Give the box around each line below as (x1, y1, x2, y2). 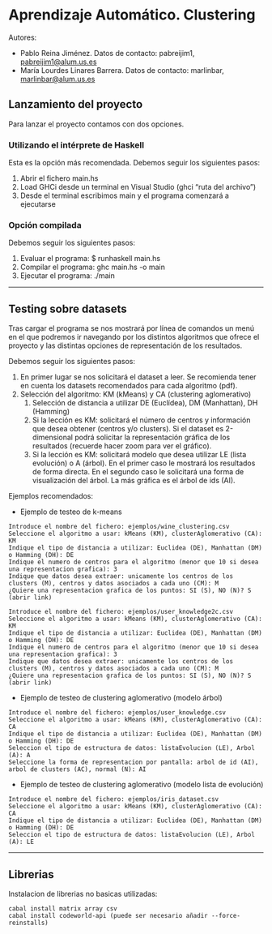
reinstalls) (8, 919, 49, 927)
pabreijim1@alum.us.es (19, 57, 97, 66)
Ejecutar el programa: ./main (19, 271, 115, 281)
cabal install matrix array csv (8, 904, 117, 913)
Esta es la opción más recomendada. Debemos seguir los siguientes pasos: (8, 158, 261, 168)
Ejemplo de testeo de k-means (19, 507, 123, 516)
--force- (210, 911, 241, 919)
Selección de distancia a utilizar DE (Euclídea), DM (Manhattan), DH (32, 398, 258, 408)
